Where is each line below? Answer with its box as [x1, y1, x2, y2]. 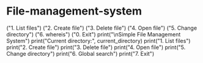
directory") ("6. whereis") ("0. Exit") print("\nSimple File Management [6, 30, 181, 38]
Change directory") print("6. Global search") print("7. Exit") [6, 50, 155, 57]
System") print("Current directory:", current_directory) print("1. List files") [6, 37, 191, 44]
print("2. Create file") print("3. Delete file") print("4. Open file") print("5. [6, 44, 186, 51]
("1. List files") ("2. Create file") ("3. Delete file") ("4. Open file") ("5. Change [6, 24, 197, 31]
